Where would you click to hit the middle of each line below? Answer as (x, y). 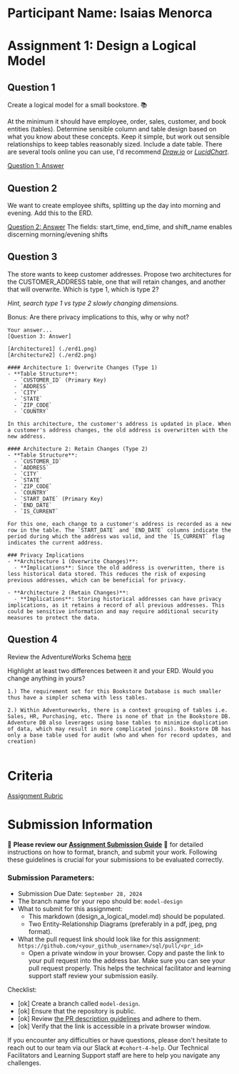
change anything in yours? (46, 678)
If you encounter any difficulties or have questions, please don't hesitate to (117, 1040)
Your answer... (30, 330)
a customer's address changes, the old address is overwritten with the (118, 430)
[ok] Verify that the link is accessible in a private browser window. (114, 1026)
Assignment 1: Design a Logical (102, 46)
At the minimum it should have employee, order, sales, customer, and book (117, 121)
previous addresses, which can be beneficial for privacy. (97, 580)
